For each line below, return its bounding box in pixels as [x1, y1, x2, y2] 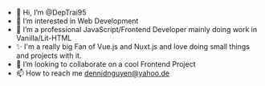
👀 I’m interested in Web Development [15, 16, 139, 26]
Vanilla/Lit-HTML [15, 33, 72, 43]
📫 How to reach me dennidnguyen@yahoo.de [15, 68, 170, 78]
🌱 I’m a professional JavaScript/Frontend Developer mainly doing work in [15, 25, 258, 34]
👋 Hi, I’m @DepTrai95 [15, 8, 87, 17]
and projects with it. [15, 51, 82, 60]
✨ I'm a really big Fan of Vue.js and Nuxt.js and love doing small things [15, 42, 251, 51]
